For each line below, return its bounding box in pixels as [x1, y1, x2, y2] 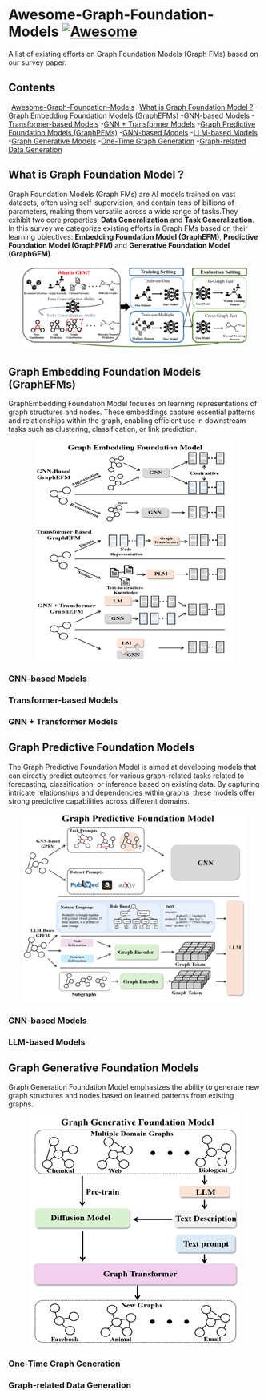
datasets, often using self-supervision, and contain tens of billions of [8, 198, 234, 207]
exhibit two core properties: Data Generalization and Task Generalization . [8, 215, 254, 224]
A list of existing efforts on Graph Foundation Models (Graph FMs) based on [8, 49, 258, 58]
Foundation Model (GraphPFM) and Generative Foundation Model [8, 240, 230, 250]
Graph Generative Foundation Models [8, 1061, 200, 1074]
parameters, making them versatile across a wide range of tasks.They [8, 206, 238, 216]
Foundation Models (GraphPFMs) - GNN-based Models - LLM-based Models [8, 127, 258, 137]
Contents [8, 81, 56, 95]
